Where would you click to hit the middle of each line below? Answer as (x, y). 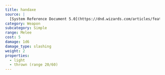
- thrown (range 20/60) (34, 65)
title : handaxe (21, 10)
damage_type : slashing (28, 46)
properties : (17, 56)
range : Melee (18, 33)
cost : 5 (13, 37)
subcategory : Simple (26, 28)
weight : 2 (15, 51)
